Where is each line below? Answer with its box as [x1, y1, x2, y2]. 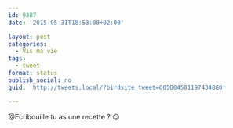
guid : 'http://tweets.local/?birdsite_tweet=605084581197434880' [8, 84, 226, 91]
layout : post [8, 33, 51, 41]
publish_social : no [8, 76, 72, 84]
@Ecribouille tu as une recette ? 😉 [8, 112, 120, 121]
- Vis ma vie [15, 48, 58, 55]
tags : [8, 55, 26, 62]
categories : [8, 40, 47, 48]
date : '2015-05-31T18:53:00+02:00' [8, 19, 125, 27]
